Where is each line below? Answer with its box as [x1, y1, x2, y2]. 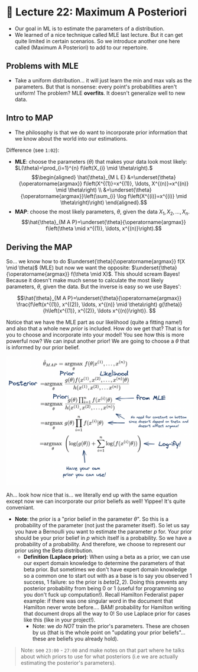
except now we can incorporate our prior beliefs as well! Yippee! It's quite [6, 498, 186, 505]
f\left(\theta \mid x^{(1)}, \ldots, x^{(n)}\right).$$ [45, 225, 162, 232]
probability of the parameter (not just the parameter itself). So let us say [14, 521, 190, 528]
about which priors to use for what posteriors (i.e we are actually [20, 652, 178, 660]
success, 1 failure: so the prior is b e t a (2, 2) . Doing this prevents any [23, 578, 187, 585]
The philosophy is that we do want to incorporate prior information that [14, 129, 187, 136]
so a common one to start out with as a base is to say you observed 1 [23, 572, 192, 579]
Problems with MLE [6, 61, 79, 71]
